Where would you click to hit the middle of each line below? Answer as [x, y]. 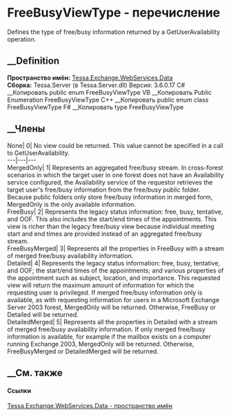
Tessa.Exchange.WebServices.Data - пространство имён [90, 406]
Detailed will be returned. [43, 314]
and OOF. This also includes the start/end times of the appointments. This [112, 219]
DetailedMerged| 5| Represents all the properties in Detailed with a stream [112, 322]
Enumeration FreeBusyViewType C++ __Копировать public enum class [108, 100]
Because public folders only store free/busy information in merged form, [110, 197]
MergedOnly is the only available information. [72, 204]
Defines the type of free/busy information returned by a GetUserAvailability [114, 32]
